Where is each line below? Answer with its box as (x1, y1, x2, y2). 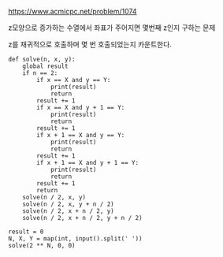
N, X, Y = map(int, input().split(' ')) (8, 235, 143, 243)
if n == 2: (22, 69, 58, 77)
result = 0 (8, 228, 44, 236)
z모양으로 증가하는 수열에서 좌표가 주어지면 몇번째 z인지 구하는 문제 (8, 23, 216, 32)
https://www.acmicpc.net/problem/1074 (8, 7, 137, 16)
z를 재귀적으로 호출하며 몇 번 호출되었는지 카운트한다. (8, 39, 172, 49)
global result (22, 62, 69, 70)
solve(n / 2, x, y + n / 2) (22, 200, 114, 208)
